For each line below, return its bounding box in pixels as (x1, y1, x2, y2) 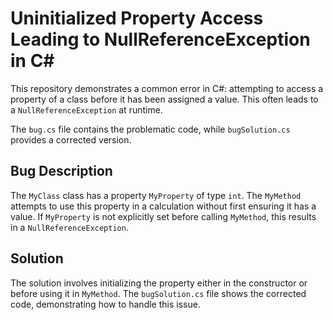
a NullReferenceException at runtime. (10, 103, 163, 116)
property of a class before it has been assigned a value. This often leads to (10, 93, 319, 105)
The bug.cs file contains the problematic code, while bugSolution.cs (10, 123, 291, 135)
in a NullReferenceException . (10, 221, 129, 233)
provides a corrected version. (10, 133, 132, 146)
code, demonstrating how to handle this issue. (10, 298, 201, 310)
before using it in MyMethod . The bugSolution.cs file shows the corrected (10, 287, 307, 299)
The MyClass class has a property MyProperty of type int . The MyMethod (10, 189, 302, 201)
